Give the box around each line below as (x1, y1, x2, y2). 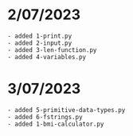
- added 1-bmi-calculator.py (7, 120, 104, 128)
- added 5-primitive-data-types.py (7, 106, 126, 114)
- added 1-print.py (7, 32, 72, 40)
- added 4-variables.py (7, 53, 87, 61)
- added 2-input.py (7, 38, 72, 47)
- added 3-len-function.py (7, 46, 97, 54)
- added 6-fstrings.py (7, 113, 83, 121)
